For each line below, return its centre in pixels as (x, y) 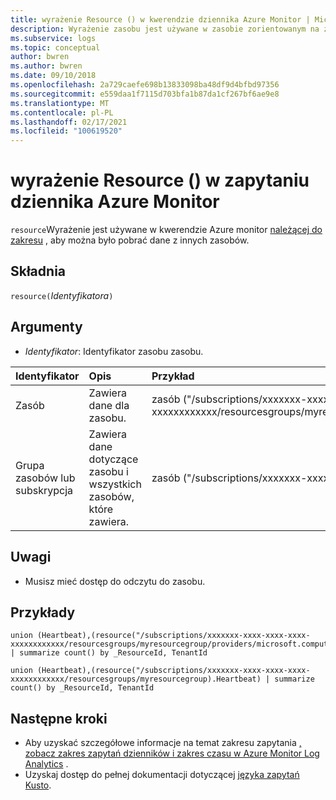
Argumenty (46, 327)
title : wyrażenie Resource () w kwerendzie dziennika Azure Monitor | (160, 19)
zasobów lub (45, 478)
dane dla (109, 405)
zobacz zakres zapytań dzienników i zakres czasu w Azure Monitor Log (172, 753)
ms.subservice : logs (53, 38)
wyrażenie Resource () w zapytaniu (160, 180)
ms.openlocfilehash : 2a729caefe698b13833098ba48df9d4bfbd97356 (145, 85)
